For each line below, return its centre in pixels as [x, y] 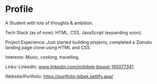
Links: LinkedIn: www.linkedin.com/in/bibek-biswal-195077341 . [70, 67]
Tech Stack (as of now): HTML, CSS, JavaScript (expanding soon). [74, 32]
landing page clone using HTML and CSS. [48, 47]
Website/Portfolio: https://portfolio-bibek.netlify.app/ [59, 76]
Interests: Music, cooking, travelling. [42, 57]
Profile [19, 9]
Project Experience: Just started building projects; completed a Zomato [79, 42]
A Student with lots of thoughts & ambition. [49, 23]
